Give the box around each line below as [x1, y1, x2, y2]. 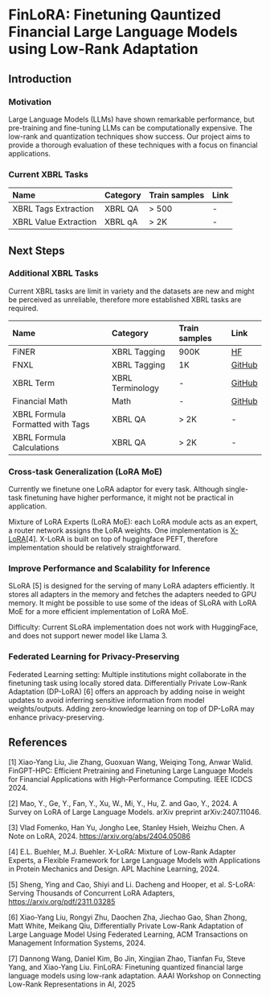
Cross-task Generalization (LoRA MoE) [8, 466, 163, 477]
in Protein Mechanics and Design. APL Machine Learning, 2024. [8, 864, 219, 874]
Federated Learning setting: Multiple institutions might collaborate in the [8, 669, 247, 679]
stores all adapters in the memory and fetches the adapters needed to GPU [8, 590, 257, 600]
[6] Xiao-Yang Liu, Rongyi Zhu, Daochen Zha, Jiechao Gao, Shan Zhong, [8, 912, 247, 922]
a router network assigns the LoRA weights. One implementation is [8, 526, 229, 535]
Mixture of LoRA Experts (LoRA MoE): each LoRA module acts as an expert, [8, 517, 259, 527]
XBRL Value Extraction [12, 216, 97, 227]
